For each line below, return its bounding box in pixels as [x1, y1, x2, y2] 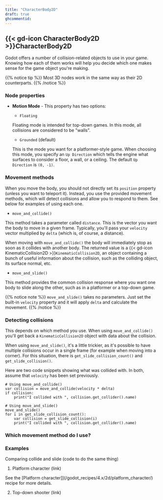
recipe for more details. [5, 480, 52, 486]
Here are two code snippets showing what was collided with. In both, [5, 368, 144, 373]
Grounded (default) [19, 137, 56, 143]
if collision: [5, 391, 34, 396]
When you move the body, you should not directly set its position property [5, 185, 156, 191]
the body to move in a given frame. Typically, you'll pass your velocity [5, 225, 148, 231]
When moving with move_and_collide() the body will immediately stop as [5, 239, 152, 245]
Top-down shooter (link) [12, 490, 61, 496]
